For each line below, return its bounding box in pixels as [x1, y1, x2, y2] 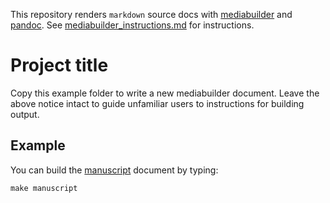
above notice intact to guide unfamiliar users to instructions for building [10, 97, 305, 109]
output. [10, 108, 40, 120]
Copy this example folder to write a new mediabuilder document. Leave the [10, 87, 320, 99]
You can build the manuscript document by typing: [10, 164, 219, 176]
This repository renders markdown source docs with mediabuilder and [10, 9, 293, 20]
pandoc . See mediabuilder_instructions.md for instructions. [10, 19, 255, 31]
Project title [10, 54, 109, 77]
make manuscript [10, 183, 78, 193]
